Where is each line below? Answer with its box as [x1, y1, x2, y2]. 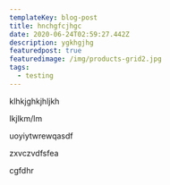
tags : [9, 63, 30, 72]
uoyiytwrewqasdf [9, 130, 73, 141]
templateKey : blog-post [9, 13, 98, 22]
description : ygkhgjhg [9, 38, 94, 47]
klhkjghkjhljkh [9, 96, 60, 106]
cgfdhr [9, 164, 34, 175]
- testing [17, 71, 54, 80]
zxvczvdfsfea [9, 147, 59, 158]
